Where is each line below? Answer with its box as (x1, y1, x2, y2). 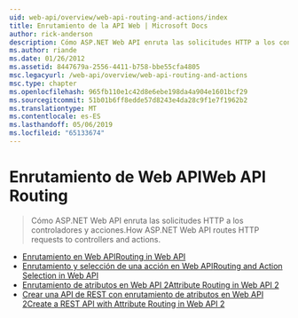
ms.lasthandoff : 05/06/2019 (9, 121, 114, 130)
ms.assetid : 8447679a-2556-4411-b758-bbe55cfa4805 (9, 63, 200, 72)
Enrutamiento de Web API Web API (9, 167, 266, 187)
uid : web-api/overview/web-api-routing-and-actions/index (9, 12, 228, 22)
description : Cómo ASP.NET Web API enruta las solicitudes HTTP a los (9, 37, 276, 47)
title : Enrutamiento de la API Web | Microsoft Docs (9, 21, 208, 30)
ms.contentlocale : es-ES (9, 112, 101, 121)
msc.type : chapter (9, 79, 77, 88)
